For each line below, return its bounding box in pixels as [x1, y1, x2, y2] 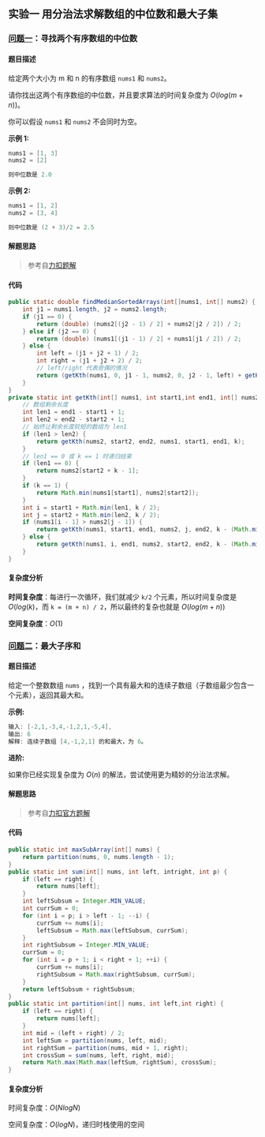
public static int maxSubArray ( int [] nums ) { [8, 846, 160, 854]
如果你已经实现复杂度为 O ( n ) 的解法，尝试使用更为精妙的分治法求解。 [8, 769, 234, 779]
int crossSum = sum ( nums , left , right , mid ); [22, 1051, 175, 1060]
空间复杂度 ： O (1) [8, 618, 63, 628]
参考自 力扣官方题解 [27, 808, 91, 817]
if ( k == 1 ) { [22, 482, 69, 490]
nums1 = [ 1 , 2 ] [8, 202, 58, 210]
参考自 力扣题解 [27, 260, 77, 270]
